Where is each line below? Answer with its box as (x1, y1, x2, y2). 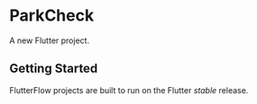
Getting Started (9, 61, 98, 76)
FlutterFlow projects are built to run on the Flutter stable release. (9, 84, 249, 95)
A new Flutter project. (9, 35, 90, 46)
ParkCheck (9, 5, 95, 26)
